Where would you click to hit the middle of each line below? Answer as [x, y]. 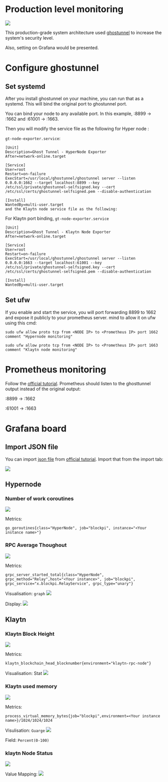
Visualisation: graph [25, 593]
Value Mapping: [21, 774]
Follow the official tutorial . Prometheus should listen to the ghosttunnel [78, 383]
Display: [14, 604]
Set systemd [25, 86]
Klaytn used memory [31, 687]
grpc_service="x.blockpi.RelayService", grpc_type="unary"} [69, 584]
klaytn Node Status [29, 753]
